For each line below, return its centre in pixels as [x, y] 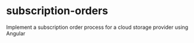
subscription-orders [57, 11]
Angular [16, 33]
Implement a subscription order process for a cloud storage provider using [97, 27]
